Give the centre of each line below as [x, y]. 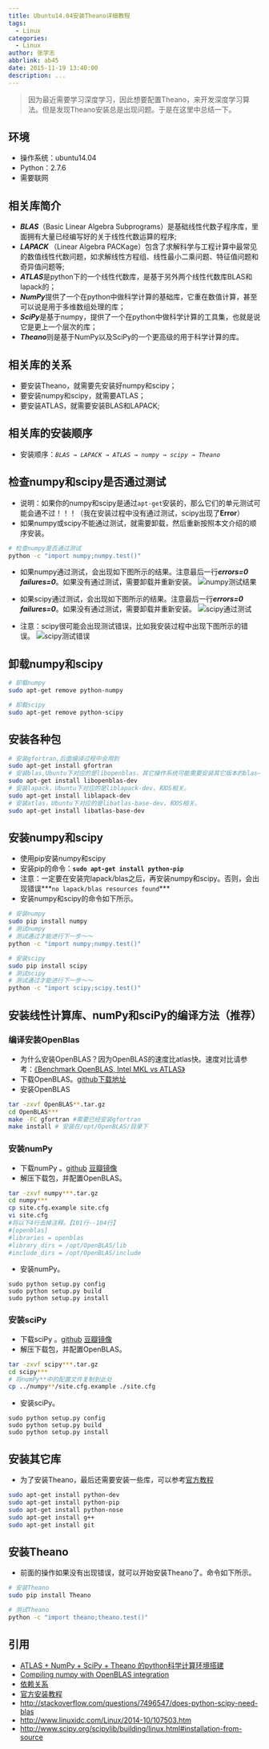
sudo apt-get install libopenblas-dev [73, 781]
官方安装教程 [41, 1694]
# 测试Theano [29, 1610]
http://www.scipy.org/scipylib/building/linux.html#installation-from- [131, 1728]
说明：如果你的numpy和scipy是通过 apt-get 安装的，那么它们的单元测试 [137, 503]
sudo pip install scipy [48, 966]
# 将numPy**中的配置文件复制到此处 [60, 1379]
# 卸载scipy [27, 705]
